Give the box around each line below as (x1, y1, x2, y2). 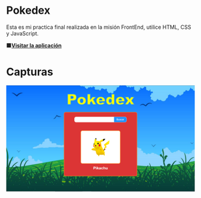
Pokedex (6, 4, 51, 17)
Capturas (6, 65, 54, 79)
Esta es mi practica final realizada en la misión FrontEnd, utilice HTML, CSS (6, 23, 191, 31)
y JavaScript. (6, 29, 39, 37)
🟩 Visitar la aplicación (6, 41, 62, 49)
